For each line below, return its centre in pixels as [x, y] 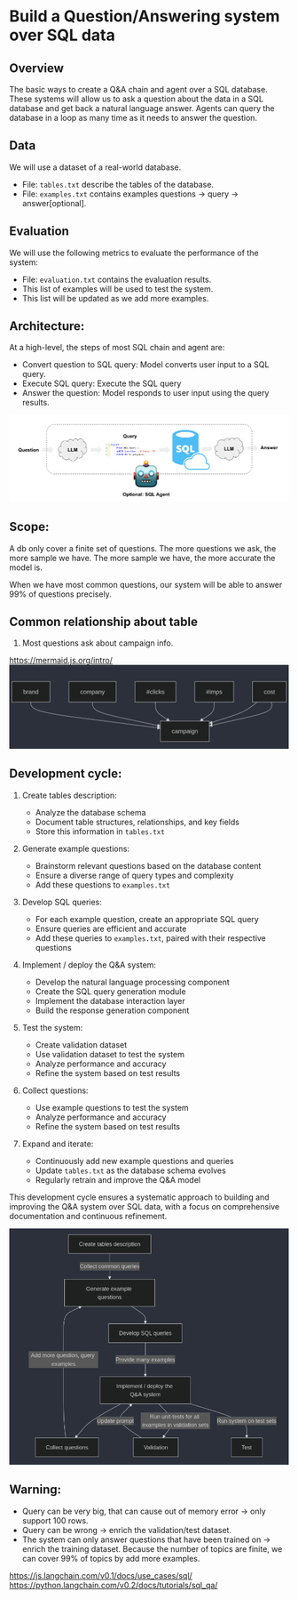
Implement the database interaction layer [110, 1000]
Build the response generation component [112, 1010]
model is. [26, 567]
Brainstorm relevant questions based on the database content [148, 865]
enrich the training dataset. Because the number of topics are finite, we [152, 1548]
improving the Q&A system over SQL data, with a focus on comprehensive [145, 1206]
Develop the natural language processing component [133, 982]
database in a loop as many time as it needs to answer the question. [133, 118]
